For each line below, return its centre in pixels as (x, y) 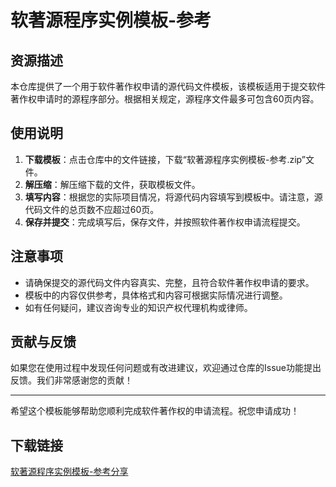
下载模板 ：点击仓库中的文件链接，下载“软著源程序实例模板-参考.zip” (165, 159)
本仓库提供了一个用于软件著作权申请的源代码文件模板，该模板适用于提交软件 (168, 86)
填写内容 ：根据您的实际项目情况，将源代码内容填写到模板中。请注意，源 (173, 197)
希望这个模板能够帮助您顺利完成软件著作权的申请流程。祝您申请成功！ (155, 411)
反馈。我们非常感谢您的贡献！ (71, 380)
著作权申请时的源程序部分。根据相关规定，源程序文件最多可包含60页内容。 (165, 99)
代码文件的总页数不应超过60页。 (92, 209)
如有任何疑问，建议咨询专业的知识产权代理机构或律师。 (138, 307)
